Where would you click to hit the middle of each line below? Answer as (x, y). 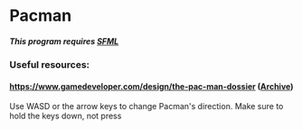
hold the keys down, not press (66, 116)
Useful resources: (50, 65)
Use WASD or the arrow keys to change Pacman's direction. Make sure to (146, 107)
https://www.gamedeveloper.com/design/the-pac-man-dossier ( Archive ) (151, 86)
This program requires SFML (64, 41)
